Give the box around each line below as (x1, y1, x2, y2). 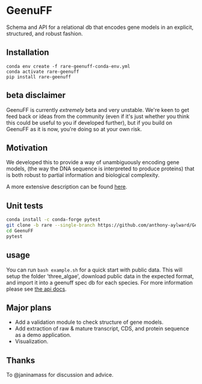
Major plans (6, 302, 52, 313)
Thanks (6, 355, 35, 365)
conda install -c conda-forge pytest (6, 217, 101, 223)
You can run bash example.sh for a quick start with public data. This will (6, 266, 183, 273)
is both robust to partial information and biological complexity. (6, 172, 160, 179)
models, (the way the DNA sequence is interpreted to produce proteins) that (6, 165, 195, 172)
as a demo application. (14, 332, 72, 339)
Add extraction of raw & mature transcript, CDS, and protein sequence (14, 325, 189, 332)
